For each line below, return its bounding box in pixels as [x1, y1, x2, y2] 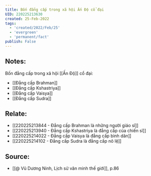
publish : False [5, 39, 36, 44]
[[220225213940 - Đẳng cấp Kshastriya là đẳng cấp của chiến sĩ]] [12, 128, 146, 134]
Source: [5, 152, 30, 161]
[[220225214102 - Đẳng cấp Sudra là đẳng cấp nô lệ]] [12, 138, 122, 144]
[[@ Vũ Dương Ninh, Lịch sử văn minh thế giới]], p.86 [12, 165, 119, 172]
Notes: [5, 57, 26, 66]
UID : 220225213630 [5, 12, 43, 17]
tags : [5, 21, 16, 26]
